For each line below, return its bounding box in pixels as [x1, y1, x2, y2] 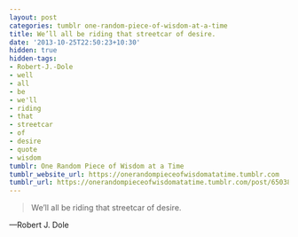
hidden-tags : [9, 54, 58, 63]
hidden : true [9, 46, 58, 55]
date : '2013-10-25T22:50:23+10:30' [9, 37, 141, 47]
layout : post [9, 12, 58, 22]
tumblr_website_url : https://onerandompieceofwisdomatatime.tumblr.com [9, 170, 279, 178]
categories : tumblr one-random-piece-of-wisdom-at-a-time [9, 21, 228, 30]
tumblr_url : [9, 178, 53, 187]
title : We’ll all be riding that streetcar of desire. [9, 29, 216, 38]
